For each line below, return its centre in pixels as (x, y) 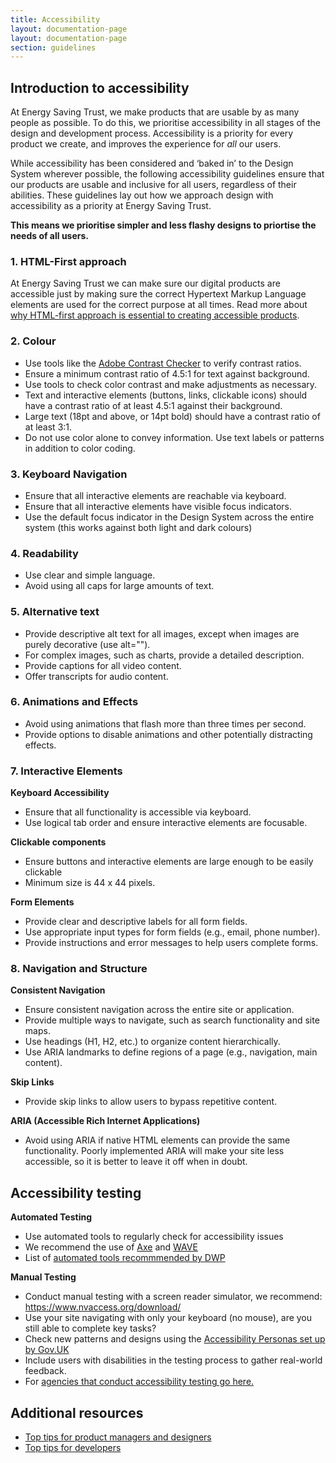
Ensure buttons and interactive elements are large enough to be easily (169, 862)
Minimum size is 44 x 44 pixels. (90, 883)
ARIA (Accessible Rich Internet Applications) (105, 1121)
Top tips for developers (73, 1448)
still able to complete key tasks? (90, 1328)
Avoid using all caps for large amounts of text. (119, 586)
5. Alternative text (55, 612)
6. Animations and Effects (74, 702)
